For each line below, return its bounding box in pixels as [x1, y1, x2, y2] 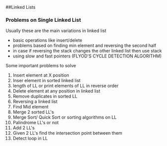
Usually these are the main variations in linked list [5, 28, 107, 34]
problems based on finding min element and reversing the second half [12, 43, 157, 49]
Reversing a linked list [12, 98, 57, 104]
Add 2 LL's [12, 125, 35, 131]
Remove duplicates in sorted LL [12, 94, 77, 99]
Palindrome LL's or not [12, 120, 59, 126]
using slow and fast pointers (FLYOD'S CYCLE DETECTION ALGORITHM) [12, 53, 162, 59]
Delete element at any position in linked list [12, 88, 101, 94]
